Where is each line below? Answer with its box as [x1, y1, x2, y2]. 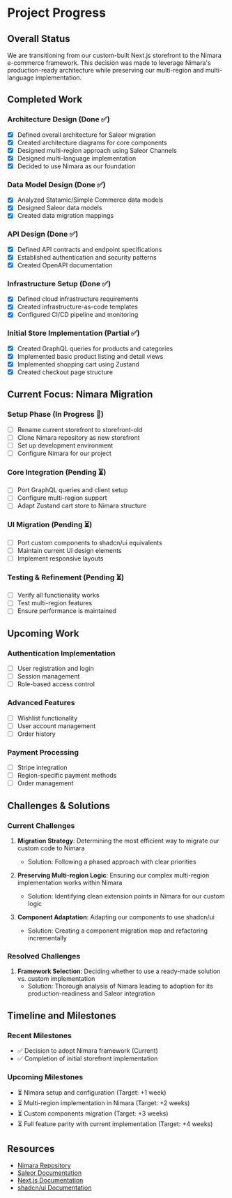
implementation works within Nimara [17, 878, 123, 887]
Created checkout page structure [17, 368, 114, 376]
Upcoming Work [7, 627, 79, 639]
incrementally [27, 933, 68, 942]
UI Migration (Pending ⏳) [7, 520, 93, 530]
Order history [17, 730, 56, 738]
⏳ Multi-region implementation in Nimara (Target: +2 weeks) [17, 1099, 190, 1107]
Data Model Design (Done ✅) [7, 179, 106, 189]
